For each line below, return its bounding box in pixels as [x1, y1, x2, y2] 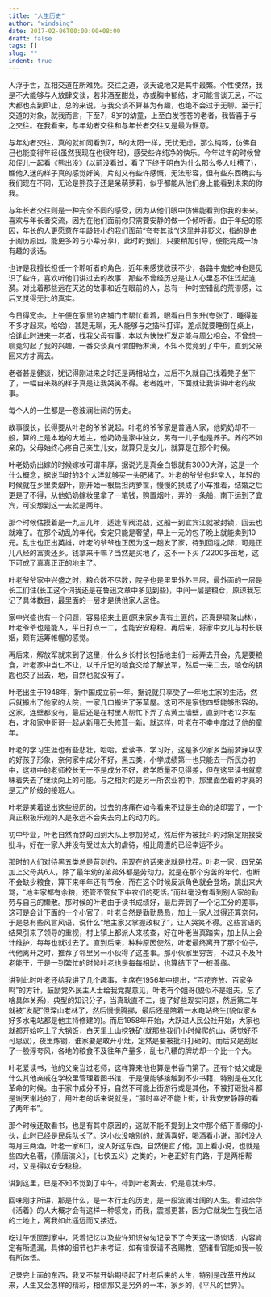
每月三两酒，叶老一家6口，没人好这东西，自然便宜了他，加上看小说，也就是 [8, 1140, 261, 1150]
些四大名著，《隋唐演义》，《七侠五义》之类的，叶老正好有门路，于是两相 [8, 1151, 245, 1160]
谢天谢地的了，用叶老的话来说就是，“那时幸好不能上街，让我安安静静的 [15, 1093, 252, 1103]
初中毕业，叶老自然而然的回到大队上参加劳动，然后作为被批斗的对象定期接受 [8, 829, 263, 839]
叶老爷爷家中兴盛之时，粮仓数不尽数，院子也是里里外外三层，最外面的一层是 [8, 575, 263, 584]
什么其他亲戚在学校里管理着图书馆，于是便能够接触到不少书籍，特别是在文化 [8, 1072, 263, 1083]
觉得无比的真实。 [22, 293, 79, 303]
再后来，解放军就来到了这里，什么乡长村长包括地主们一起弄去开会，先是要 [8, 650, 256, 659]
